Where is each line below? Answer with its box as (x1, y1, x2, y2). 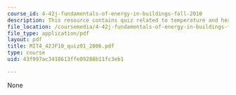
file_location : (7, 23, 52, 30)
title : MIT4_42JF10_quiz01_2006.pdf (7, 43, 114, 50)
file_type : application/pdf (7, 29, 90, 37)
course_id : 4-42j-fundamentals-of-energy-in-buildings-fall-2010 (7, 10, 202, 17)
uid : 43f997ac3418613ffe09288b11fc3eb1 (7, 56, 124, 63)
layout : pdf (7, 36, 42, 43)
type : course (7, 50, 46, 57)
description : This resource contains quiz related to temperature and (7, 17, 218, 24)
